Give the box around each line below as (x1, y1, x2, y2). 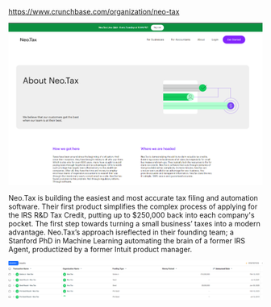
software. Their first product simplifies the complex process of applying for (8, 201, 258, 212)
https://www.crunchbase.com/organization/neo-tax (8, 7, 180, 16)
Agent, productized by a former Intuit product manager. (8, 245, 193, 255)
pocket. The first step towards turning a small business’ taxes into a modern (8, 219, 261, 229)
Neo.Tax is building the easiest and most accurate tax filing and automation (8, 193, 258, 203)
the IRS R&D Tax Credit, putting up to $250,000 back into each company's (8, 210, 256, 220)
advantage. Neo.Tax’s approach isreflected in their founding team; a (8, 227, 234, 237)
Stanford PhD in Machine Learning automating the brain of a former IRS (8, 236, 246, 246)
